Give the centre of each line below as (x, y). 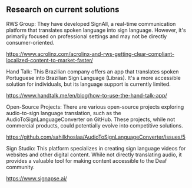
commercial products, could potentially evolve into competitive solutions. (95, 125)
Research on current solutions (63, 10)
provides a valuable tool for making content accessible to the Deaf (87, 160)
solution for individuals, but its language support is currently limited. (88, 84)
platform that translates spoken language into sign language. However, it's (96, 30)
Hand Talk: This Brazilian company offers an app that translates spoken (92, 71)
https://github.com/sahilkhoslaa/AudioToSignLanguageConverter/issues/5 (96, 137)
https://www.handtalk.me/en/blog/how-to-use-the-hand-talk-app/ (87, 95)
